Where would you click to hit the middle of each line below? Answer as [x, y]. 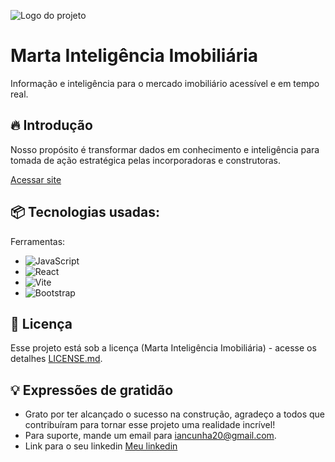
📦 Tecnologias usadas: [85, 212]
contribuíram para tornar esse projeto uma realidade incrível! [150, 425]
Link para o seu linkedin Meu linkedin [101, 446]
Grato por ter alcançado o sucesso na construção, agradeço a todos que [175, 414]
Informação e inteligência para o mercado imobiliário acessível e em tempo [165, 83]
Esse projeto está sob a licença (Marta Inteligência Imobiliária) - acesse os [163, 348]
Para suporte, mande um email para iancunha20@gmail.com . [150, 436]
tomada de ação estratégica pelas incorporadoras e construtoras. [146, 160]
